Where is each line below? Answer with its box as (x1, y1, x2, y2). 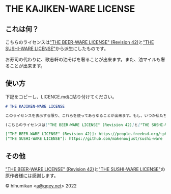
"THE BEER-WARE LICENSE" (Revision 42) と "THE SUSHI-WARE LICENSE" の (5, 166, 165, 172)
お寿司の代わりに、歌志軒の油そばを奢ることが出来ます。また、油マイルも (5, 57, 161, 62)
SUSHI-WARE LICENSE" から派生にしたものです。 (5, 45, 108, 52)
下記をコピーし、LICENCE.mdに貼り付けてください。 (5, 93, 117, 100)
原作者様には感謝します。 (5, 173, 59, 179)
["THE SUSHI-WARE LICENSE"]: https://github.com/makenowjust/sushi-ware (5, 136, 163, 141)
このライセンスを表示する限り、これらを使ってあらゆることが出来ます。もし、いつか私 (5, 113, 160, 118)
